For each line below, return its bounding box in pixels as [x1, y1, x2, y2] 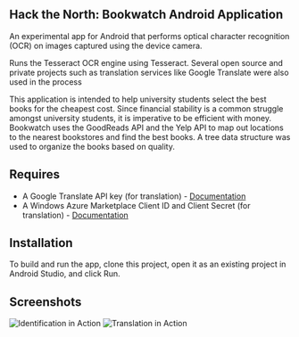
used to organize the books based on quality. [9, 141, 176, 152]
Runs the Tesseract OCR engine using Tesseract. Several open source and [9, 57, 284, 68]
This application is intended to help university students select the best [9, 94, 267, 104]
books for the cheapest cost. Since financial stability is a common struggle [9, 103, 284, 114]
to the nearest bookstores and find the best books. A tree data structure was [9, 131, 291, 142]
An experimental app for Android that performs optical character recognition [9, 30, 290, 41]
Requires [9, 167, 61, 182]
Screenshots [9, 294, 82, 309]
